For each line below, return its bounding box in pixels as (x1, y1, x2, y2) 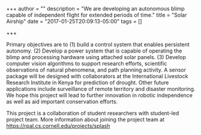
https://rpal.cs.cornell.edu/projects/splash (6, 122, 110, 129)
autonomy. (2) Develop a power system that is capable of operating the (6, 47, 182, 54)
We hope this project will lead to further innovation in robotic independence (6, 92, 193, 99)
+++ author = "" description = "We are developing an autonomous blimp (6, 5, 185, 12)
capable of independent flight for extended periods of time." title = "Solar (6, 11, 187, 19)
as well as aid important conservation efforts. (6, 98, 118, 105)
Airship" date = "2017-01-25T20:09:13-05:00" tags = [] (6, 18, 142, 24)
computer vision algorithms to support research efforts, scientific (6, 60, 167, 67)
